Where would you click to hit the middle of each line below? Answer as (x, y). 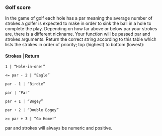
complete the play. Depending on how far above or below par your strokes (81, 29)
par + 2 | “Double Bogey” (32, 110)
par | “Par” (17, 93)
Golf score (18, 7)
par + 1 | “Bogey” (24, 101)
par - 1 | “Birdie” (25, 84)
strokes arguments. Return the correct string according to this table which (81, 39)
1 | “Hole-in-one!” (25, 67)
